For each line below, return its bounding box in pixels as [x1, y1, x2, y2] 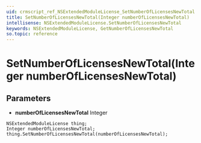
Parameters [6, 93, 51, 104]
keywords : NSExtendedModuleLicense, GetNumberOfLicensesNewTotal [6, 25, 173, 32]
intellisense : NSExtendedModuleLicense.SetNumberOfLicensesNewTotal [6, 20, 182, 26]
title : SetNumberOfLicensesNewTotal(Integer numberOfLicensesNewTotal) [6, 14, 190, 20]
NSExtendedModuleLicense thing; [6, 121, 87, 127]
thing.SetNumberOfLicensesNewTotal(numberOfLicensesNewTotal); [6, 131, 169, 138]
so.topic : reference [6, 31, 58, 37]
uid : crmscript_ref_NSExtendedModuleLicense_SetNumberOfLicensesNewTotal [6, 8, 196, 15]
